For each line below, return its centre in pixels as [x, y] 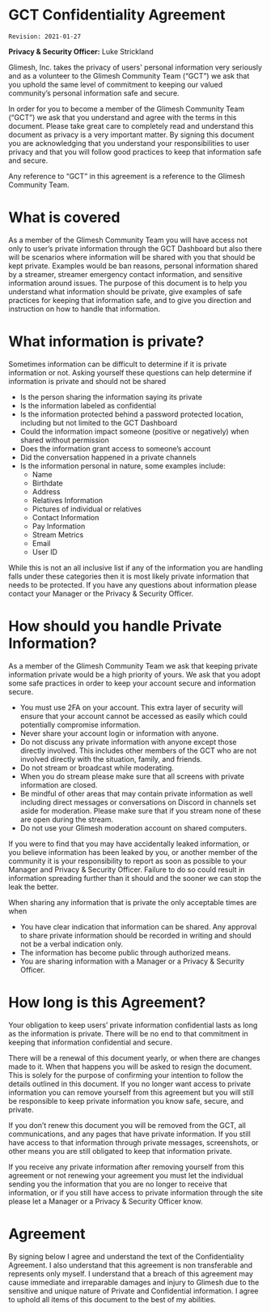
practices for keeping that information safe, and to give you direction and [130, 300]
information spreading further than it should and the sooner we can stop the [135, 878]
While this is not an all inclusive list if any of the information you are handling [136, 567]
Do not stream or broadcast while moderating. [97, 767]
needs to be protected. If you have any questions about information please [133, 584]
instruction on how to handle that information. [84, 309]
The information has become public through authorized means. [125, 952]
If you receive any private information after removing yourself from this [126, 1167]
